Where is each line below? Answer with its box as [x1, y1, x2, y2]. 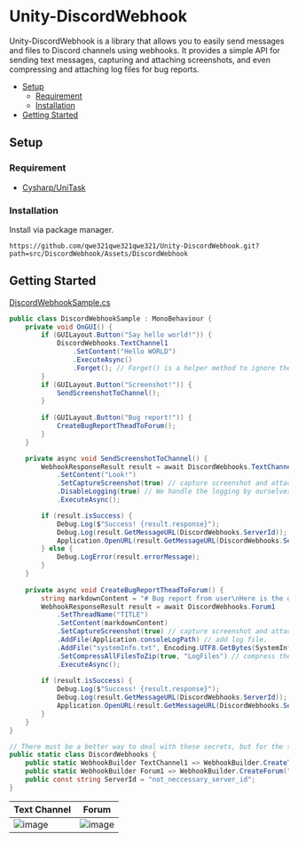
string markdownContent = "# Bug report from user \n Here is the [41, 593, 284, 603]
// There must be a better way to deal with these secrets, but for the [9, 742, 284, 751]
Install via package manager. [9, 224, 114, 234]
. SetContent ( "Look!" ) [56, 471, 137, 480]
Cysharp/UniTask [21, 182, 86, 193]
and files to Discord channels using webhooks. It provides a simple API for [9, 44, 281, 55]
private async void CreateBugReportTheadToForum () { [25, 585, 224, 594]
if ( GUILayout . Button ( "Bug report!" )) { [41, 413, 192, 423]
